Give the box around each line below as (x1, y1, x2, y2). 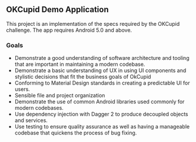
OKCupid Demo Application (6, 5, 109, 15)
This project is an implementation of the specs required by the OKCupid (6, 20, 180, 27)
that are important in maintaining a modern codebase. (14, 61, 145, 68)
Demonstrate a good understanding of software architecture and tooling (14, 55, 190, 62)
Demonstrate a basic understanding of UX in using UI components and (14, 67, 187, 74)
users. (14, 86, 31, 93)
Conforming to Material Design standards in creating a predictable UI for (14, 79, 190, 87)
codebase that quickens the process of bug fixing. (14, 129, 137, 137)
